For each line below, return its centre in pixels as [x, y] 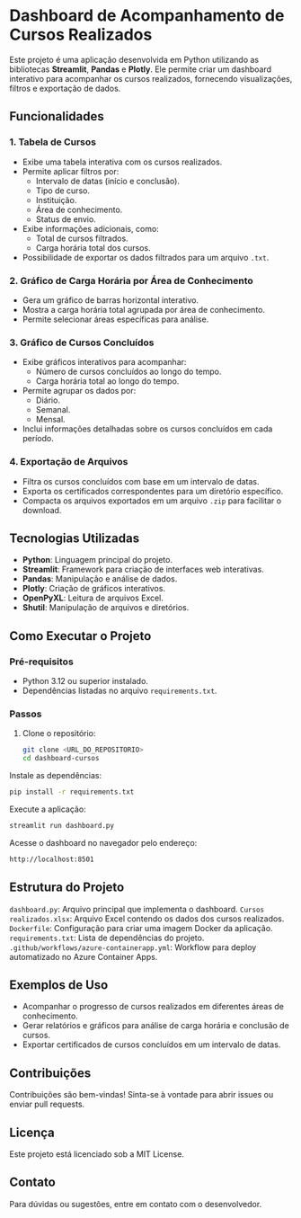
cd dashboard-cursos [61, 759]
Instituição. [56, 200]
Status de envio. [66, 219]
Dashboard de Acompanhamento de [147, 16]
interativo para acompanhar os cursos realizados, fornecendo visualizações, [151, 78]
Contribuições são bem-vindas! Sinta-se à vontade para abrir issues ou [142, 1095]
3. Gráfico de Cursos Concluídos [82, 342]
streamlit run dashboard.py [62, 825]
